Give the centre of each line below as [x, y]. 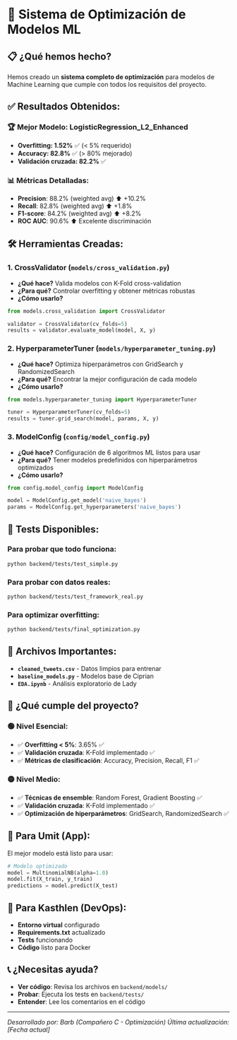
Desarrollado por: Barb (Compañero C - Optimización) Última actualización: [118, 1022]
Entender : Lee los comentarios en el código [81, 1001]
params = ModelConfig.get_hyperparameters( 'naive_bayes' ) [94, 507]
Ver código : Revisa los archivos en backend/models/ [92, 986]
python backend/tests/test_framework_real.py [75, 597]
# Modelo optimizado [38, 866]
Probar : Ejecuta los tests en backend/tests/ [81, 994]
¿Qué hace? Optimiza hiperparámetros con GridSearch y [100, 364]
